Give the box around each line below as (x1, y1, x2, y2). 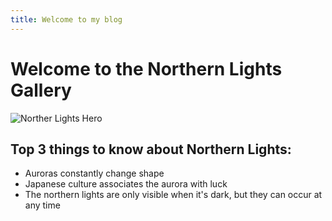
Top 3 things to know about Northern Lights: (10, 141, 292, 158)
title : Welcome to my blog (10, 14, 123, 25)
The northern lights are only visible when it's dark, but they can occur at (24, 189, 323, 201)
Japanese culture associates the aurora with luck (24, 178, 228, 190)
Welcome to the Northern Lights (10, 57, 283, 80)
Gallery (10, 79, 72, 101)
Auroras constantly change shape (24, 167, 165, 180)
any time (24, 199, 61, 211)
